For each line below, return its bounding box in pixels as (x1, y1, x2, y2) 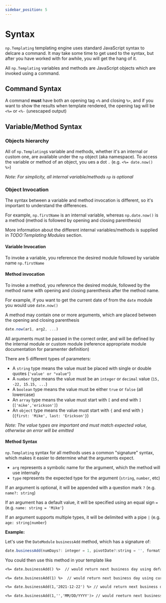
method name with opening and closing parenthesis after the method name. (5, 287, 160, 293)
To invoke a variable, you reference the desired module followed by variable (5, 255, 160, 260)
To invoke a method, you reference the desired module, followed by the (5, 282, 151, 288)
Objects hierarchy (5, 137, 49, 144)
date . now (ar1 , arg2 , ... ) (5, 327, 58, 332)
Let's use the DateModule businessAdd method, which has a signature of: (5, 538, 151, 544)
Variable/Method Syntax (5, 122, 83, 131)
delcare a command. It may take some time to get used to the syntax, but (5, 50, 154, 56)
